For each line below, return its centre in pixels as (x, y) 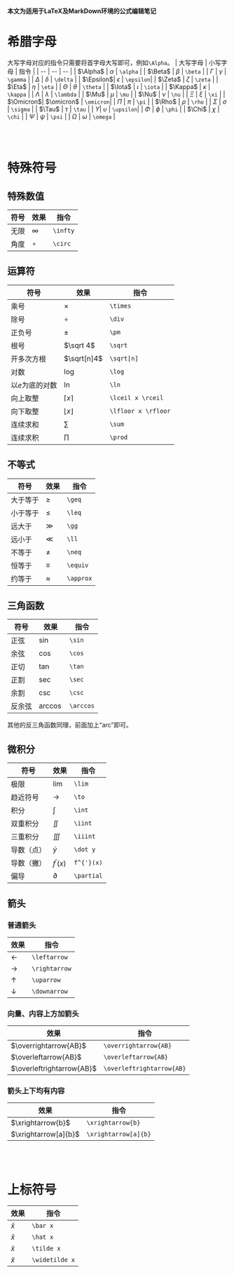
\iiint (85, 836)
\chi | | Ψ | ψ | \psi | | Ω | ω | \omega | (61, 116)
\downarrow (50, 991)
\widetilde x (54, 1260)
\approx (80, 578)
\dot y (85, 850)
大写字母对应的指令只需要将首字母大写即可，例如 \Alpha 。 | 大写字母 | (108, 62)
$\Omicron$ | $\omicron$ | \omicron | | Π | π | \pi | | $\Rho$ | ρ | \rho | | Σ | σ (117, 102)
